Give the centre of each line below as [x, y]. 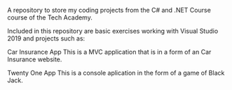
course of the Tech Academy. [50, 17]
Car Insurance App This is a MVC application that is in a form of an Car [109, 52]
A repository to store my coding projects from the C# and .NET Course [109, 10]
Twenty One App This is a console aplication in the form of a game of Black [116, 73]
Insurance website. [35, 59]
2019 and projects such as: [46, 38]
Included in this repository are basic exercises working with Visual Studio [113, 31]
